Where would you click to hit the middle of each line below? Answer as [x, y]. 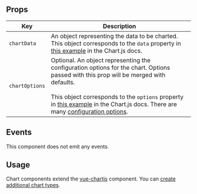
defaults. [63, 82]
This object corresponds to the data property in [116, 43]
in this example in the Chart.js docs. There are [114, 104]
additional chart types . [33, 185]
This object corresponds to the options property [117, 97]
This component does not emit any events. [58, 147]
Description [119, 26]
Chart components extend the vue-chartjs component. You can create [91, 179]
